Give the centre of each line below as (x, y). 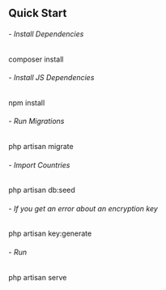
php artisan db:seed (42, 190)
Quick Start (38, 13)
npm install (27, 102)
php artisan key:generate (50, 233)
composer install (36, 59)
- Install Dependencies (46, 34)
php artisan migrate (41, 146)
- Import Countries (39, 164)
